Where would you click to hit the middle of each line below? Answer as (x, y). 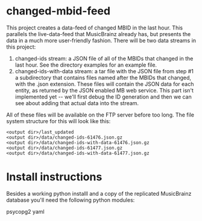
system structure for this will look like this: (58, 121)
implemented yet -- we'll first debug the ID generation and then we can (103, 97)
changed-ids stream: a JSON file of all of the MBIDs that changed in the (104, 58)
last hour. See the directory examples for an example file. (86, 65)
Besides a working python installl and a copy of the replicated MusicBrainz (99, 193)
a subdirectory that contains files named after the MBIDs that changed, (103, 77)
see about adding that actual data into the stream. (77, 103)
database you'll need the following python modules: (71, 200)
